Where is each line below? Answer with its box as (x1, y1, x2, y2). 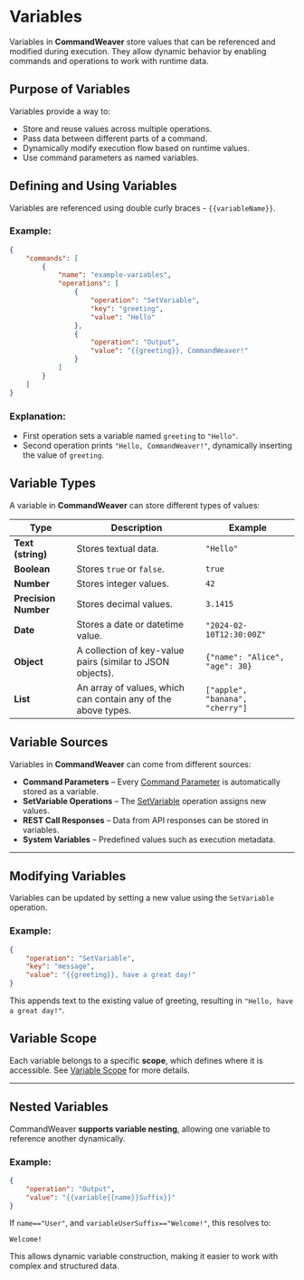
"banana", (204, 694, 248, 704)
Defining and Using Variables (9, 178, 177, 194)
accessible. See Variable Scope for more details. (9, 1065, 190, 1076)
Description (110, 521, 163, 534)
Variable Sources (9, 735, 109, 750)
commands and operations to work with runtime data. (9, 55, 210, 66)
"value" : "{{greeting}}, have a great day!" (25, 971, 196, 980)
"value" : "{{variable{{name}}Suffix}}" (25, 1192, 176, 1202)
